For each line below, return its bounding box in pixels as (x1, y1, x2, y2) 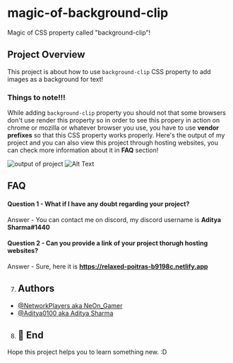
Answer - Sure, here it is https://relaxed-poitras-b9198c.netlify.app (7, 262, 208, 271)
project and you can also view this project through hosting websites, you (7, 139, 219, 147)
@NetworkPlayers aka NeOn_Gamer (17, 301, 123, 309)
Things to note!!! (7, 92, 66, 102)
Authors (17, 283, 55, 295)
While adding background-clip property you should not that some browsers (7, 109, 226, 117)
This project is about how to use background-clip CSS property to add (7, 67, 211, 75)
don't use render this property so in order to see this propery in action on (7, 116, 220, 125)
